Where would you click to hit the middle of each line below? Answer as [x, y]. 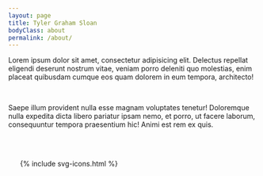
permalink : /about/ [40, 38]
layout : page [30, 15]
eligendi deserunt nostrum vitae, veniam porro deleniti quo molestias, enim [130, 69]
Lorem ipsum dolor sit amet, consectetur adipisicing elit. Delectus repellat [128, 60]
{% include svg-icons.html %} [69, 164]
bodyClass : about [37, 30]
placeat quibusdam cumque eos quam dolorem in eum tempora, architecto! [131, 77]
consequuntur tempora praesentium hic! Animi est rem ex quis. [111, 124]
